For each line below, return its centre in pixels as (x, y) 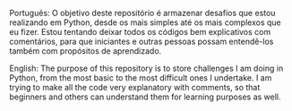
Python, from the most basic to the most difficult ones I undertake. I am (141, 78)
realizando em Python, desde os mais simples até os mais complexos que (145, 22)
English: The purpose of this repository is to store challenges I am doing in (146, 68)
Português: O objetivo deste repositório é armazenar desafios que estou (142, 13)
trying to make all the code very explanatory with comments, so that (135, 87)
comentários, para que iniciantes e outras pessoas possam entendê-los (142, 41)
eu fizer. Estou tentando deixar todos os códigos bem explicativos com (140, 32)
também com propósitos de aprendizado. (86, 51)
